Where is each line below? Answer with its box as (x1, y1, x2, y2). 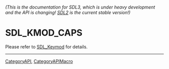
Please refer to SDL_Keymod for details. (5, 43, 88, 50)
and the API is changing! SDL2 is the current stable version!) (5, 9, 131, 15)
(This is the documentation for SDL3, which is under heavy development (5, 4, 155, 10)
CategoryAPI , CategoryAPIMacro (5, 58, 73, 64)
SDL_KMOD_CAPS (5, 27, 83, 38)
